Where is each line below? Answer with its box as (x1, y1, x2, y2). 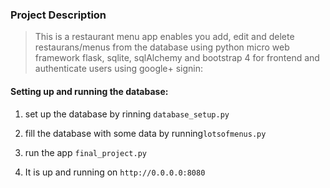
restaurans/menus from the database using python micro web (34, 41, 290, 53)
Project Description (10, 8, 107, 22)
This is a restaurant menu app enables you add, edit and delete (34, 31, 295, 43)
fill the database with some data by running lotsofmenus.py (24, 127, 267, 139)
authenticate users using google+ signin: (34, 63, 204, 75)
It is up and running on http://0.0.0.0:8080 (24, 166, 206, 178)
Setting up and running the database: (10, 85, 169, 97)
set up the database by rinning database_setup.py (24, 108, 230, 120)
